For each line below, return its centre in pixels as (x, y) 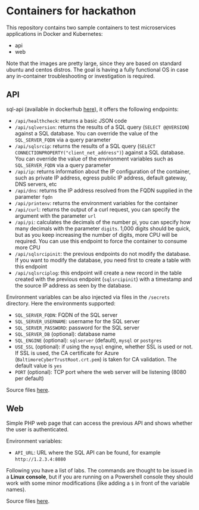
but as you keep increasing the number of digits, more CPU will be (96, 234)
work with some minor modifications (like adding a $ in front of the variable (98, 483)
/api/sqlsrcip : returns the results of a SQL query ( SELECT (85, 146)
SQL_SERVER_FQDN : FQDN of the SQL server (66, 315)
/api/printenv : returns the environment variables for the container (96, 203)
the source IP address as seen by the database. (73, 285)
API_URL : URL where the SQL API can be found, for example (88, 452)
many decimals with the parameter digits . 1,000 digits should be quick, (102, 228)
